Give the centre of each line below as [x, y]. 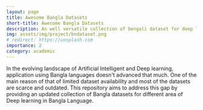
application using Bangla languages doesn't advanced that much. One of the [101, 75]
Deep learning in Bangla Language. [50, 100]
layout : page [23, 12]
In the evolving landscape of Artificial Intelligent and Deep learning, [90, 68]
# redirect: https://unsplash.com [50, 40]
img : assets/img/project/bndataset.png [56, 34]
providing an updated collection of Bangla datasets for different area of [95, 94]
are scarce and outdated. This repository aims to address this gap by [92, 88]
